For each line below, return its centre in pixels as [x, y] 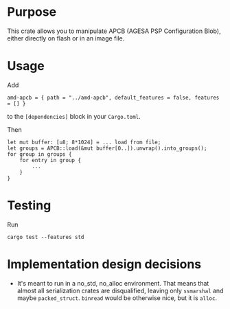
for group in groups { [39, 154]
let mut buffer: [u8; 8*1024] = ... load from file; [84, 142]
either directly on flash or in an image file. [66, 38]
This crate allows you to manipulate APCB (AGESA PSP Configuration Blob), [114, 31]
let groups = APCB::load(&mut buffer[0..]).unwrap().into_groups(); [107, 148]
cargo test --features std [46, 237]
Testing [29, 206]
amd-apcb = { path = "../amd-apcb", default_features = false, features [113, 98]
